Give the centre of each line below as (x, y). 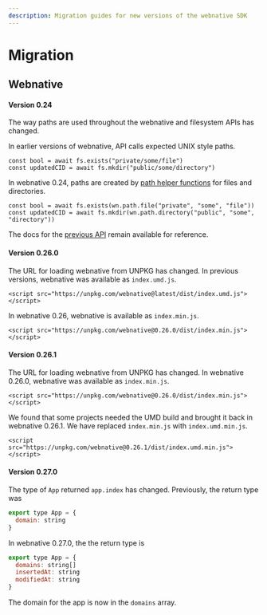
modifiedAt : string (48, 580)
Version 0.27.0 (33, 472)
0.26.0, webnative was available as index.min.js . (89, 380)
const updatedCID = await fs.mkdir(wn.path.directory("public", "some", (132, 213)
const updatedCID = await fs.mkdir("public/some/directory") (112, 168)
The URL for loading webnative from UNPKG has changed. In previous (124, 270)
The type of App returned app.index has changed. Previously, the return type (133, 490)
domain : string (41, 520)
